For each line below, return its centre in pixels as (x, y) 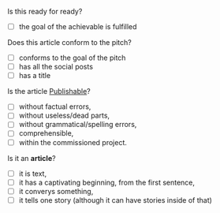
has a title (35, 76)
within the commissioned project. (73, 142)
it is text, (33, 174)
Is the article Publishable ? (49, 92)
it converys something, (56, 191)
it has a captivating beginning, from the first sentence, (106, 182)
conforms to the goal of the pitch (72, 58)
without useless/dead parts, (64, 116)
